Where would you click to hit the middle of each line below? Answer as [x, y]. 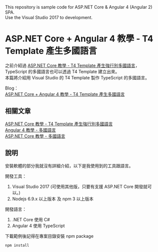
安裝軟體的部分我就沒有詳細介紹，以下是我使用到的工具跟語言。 [69, 165]
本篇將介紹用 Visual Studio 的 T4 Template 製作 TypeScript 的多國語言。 [77, 77]
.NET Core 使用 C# [31, 219]
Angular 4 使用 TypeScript [38, 226]
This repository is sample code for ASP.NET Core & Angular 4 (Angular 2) [79, 7]
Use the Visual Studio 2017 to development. [49, 17]
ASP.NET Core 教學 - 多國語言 [35, 136]
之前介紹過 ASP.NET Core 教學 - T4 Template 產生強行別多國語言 [70, 65]
